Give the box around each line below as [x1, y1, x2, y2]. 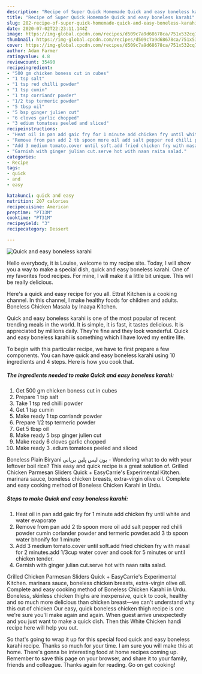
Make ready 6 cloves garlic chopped [15, 438, 106, 445]
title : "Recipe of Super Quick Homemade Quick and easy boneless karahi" [7, 14, 195, 20]
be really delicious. [7, 278, 53, 286]
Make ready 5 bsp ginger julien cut [15, 432, 102, 439]
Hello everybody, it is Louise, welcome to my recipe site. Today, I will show [7, 259, 191, 266]
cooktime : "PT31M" [7, 215, 53, 221]
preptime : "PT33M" [7, 209, 53, 215]
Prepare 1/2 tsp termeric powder [15, 418, 96, 426]
